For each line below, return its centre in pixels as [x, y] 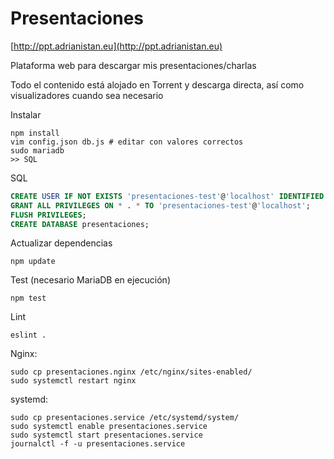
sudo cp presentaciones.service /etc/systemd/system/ [125, 418]
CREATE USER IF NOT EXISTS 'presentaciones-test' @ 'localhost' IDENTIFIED [167, 196]
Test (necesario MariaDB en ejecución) [90, 280]
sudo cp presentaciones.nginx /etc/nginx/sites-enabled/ [131, 372]
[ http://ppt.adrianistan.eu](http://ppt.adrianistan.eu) [116, 46]
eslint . [28, 335]
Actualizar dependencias [61, 243]
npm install [35, 133]
